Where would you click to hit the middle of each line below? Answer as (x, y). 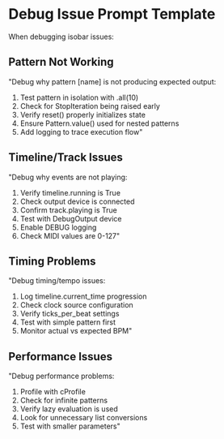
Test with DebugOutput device (71, 218)
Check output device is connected (77, 201)
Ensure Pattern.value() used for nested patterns (99, 123)
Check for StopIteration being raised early (90, 105)
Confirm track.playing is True (68, 210)
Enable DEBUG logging (58, 227)
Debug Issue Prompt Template (112, 14)
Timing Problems (52, 261)
